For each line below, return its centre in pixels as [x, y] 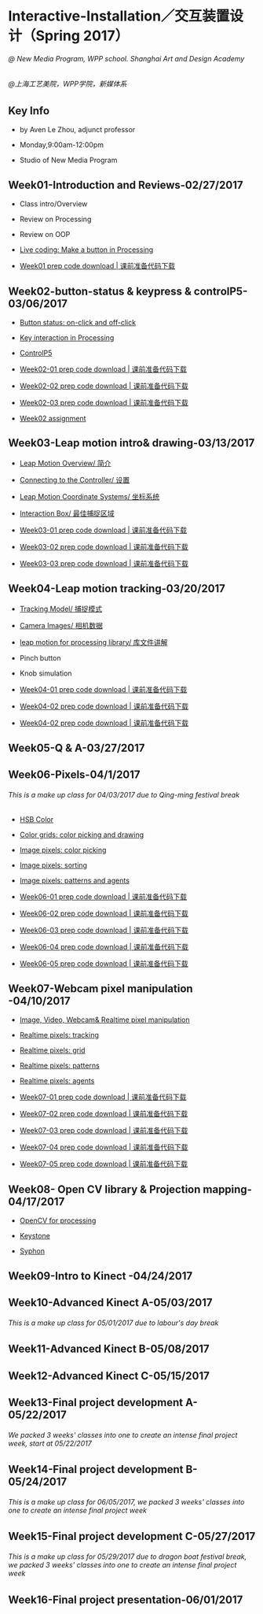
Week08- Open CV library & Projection [104, 1189]
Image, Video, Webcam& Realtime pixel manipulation [104, 1020]
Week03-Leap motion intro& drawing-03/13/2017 [131, 443]
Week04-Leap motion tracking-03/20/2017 [117, 589]
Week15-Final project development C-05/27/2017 [132, 1536]
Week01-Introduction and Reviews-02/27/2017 [126, 185]
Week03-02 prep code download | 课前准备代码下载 [104, 546]
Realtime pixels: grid [52, 1050]
